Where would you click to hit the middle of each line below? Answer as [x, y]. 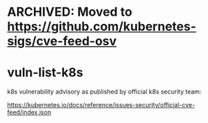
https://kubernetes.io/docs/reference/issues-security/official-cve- [101, 105]
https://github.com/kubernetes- [102, 26]
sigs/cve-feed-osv [62, 41]
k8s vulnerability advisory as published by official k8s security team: [104, 92]
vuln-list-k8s [45, 72]
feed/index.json [29, 112]
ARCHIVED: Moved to [70, 12]
